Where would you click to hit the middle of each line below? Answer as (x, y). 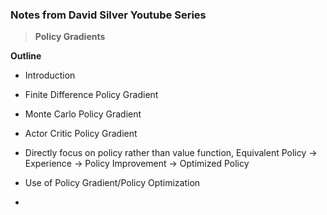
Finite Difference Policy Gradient (91, 95)
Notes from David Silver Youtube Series (108, 15)
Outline (26, 56)
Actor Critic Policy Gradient (81, 134)
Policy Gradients (70, 37)
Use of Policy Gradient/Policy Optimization (112, 183)
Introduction (50, 75)
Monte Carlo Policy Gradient (83, 114)
